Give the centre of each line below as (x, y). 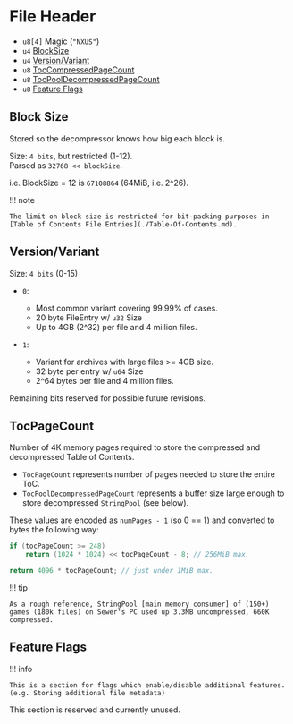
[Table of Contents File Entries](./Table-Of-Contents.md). (124, 224)
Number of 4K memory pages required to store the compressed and (135, 447)
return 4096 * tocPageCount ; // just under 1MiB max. (112, 571)
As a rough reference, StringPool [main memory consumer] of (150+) (139, 604)
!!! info (21, 669)
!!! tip (19, 588)
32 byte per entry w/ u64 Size (89, 371)
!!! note (22, 200)
